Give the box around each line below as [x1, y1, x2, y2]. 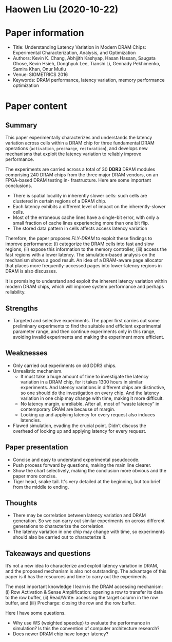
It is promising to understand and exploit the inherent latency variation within [5, 278, 167, 284]
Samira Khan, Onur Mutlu [12, 66, 66, 72]
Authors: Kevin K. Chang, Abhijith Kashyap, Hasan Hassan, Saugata [12, 55, 156, 61]
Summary [5, 121, 37, 130]
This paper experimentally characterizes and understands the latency [5, 135, 152, 141]
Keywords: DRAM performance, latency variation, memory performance [12, 77, 165, 83]
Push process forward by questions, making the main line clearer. [12, 462, 151, 468]
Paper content [5, 100, 67, 112]
